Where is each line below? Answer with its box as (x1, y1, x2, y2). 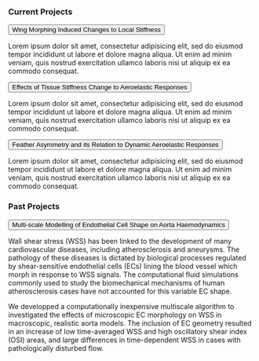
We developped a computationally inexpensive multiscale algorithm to (8, 301, 235, 311)
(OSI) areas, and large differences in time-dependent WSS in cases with (8, 335, 241, 344)
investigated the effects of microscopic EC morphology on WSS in (8, 310, 222, 319)
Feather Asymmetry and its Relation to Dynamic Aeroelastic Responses (12, 141, 219, 149)
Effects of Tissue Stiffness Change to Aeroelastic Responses (12, 83, 188, 92)
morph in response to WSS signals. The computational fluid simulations (8, 270, 239, 279)
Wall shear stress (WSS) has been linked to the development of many (8, 236, 232, 245)
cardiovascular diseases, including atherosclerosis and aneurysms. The (8, 245, 240, 254)
